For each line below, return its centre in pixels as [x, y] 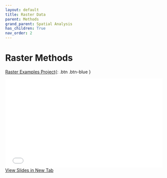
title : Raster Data [25, 15]
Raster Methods [39, 58]
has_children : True [25, 29]
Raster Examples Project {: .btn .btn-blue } [48, 72]
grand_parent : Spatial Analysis [39, 24]
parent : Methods [22, 19]
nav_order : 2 [19, 33]
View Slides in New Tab [29, 170]
